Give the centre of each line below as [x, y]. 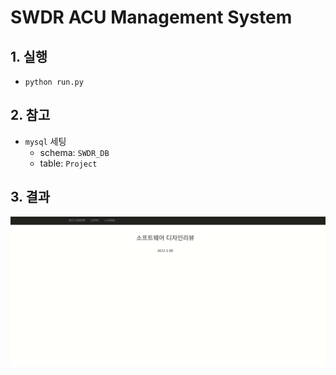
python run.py [54, 82]
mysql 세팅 [45, 141]
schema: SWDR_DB [74, 152]
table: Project [68, 163]
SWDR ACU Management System [151, 17]
